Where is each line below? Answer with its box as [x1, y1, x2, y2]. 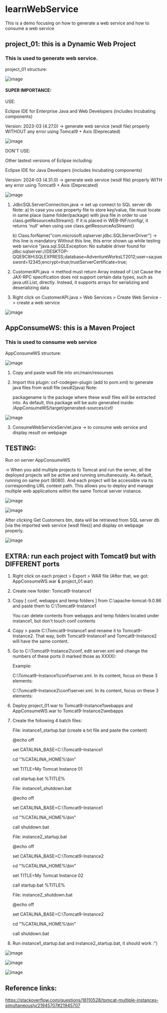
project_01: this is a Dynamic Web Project [5, 40, 136, 48]
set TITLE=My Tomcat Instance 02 [12, 873, 84, 879]
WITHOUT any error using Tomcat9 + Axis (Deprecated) [5, 128, 121, 134]
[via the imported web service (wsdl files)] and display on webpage [5, 522, 144, 528]
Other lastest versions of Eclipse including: [5, 157, 93, 163]
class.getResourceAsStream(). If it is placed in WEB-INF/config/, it [12, 217, 149, 223]
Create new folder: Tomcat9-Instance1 [12, 588, 91, 594]
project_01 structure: [5, 66, 47, 72]
